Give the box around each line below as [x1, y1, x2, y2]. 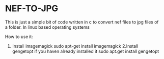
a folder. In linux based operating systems [5, 24, 90, 30]
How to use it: [5, 34, 33, 39]
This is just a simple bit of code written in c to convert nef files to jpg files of [5, 19, 159, 25]
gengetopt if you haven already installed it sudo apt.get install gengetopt [12, 48, 159, 54]
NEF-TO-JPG [5, 3, 58, 14]
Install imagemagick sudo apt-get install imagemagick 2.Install [12, 43, 138, 49]
